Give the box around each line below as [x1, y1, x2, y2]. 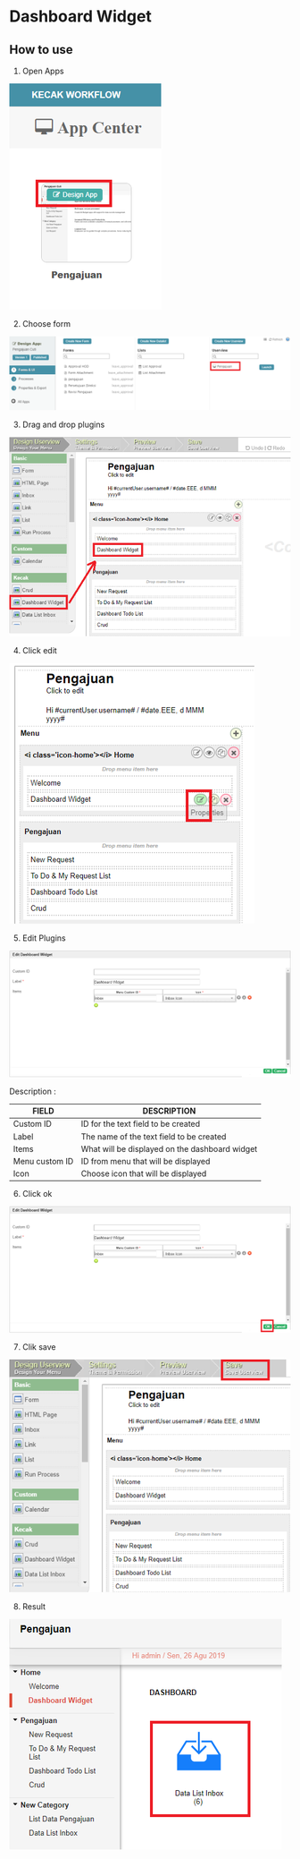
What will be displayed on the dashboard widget [80, 1143, 258, 1154]
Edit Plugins [21, 933, 66, 943]
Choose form [21, 319, 71, 328]
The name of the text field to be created [80, 1130, 227, 1142]
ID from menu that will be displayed [80, 1156, 211, 1167]
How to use [9, 42, 73, 57]
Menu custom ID [12, 1156, 74, 1167]
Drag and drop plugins [21, 419, 105, 430]
